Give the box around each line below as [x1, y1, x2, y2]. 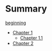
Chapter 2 [12, 40, 34, 46]
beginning [5, 20, 26, 26]
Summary [5, 3, 47, 15]
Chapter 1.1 [20, 35, 43, 41]
